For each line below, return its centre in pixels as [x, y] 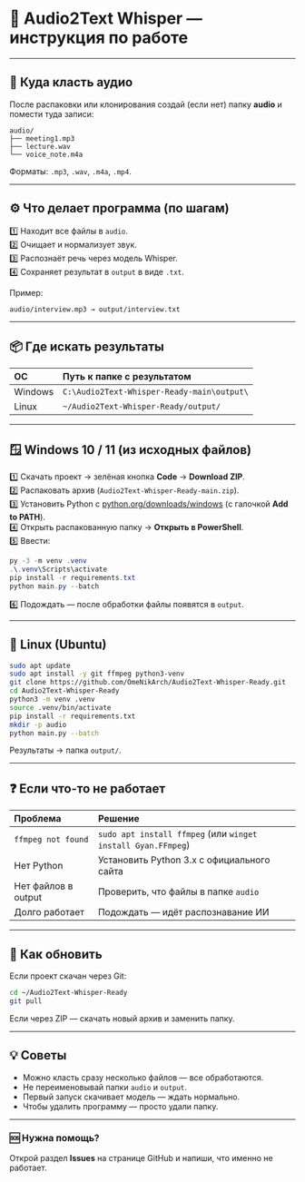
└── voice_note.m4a [46, 154]
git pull [26, 1001]
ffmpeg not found [51, 840]
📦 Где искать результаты [87, 346]
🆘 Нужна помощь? [54, 1138]
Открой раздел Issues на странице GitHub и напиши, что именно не [142, 1157]
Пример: [26, 292]
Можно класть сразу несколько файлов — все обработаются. [143, 1077]
